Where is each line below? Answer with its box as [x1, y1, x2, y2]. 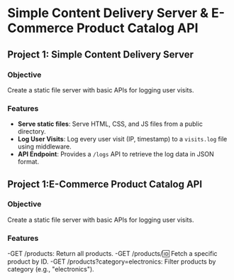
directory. [17, 127, 46, 136]
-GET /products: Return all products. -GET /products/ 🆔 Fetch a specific [7, 249, 218, 258]
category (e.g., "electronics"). [7, 265, 94, 274]
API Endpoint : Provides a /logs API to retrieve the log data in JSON [17, 150, 214, 158]
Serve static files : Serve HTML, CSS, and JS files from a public [17, 119, 204, 129]
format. [17, 158, 40, 166]
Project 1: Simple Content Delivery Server [7, 48, 194, 60]
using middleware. [17, 142, 72, 151]
